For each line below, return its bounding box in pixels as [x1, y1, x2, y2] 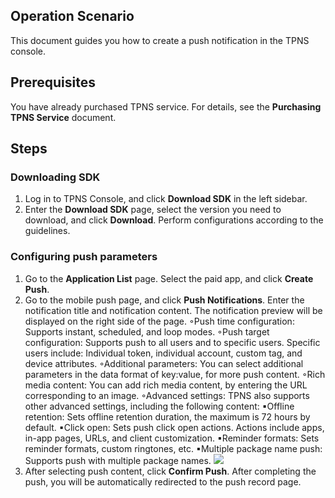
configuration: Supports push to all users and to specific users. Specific [24, 336, 321, 348]
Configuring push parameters [10, 250, 158, 264]
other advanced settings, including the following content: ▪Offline [24, 400, 295, 412]
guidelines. [24, 225, 71, 237]
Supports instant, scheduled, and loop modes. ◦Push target [24, 325, 270, 338]
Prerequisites [10, 74, 96, 91]
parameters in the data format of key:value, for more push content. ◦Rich [24, 368, 326, 380]
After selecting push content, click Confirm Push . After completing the [24, 465, 317, 477]
